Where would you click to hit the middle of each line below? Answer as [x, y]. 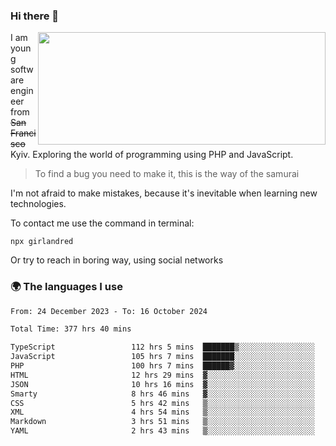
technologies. [38, 204]
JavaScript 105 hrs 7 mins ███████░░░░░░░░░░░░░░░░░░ [162, 357]
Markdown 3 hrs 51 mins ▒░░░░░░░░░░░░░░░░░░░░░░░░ [162, 422]
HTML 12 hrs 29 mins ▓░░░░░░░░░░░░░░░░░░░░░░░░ [162, 375]
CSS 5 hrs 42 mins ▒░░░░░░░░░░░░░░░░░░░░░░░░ [162, 403]
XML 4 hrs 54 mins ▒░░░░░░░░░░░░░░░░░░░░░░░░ [162, 412]
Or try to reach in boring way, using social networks [117, 260]
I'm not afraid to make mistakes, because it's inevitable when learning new [164, 193]
